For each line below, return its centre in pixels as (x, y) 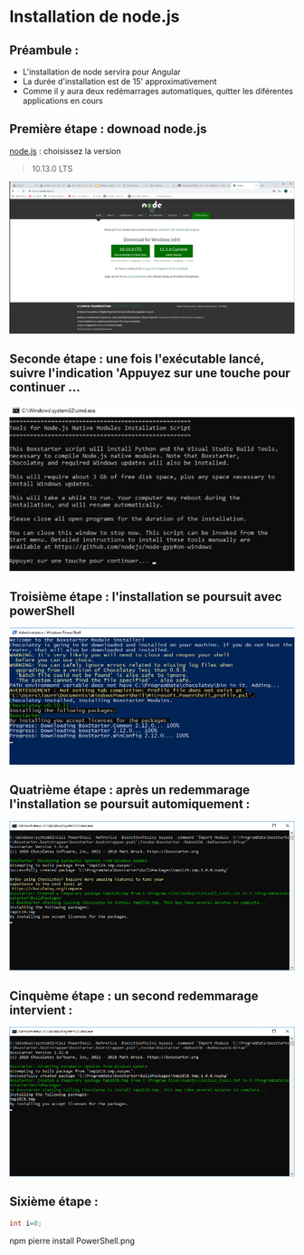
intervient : (41, 1010)
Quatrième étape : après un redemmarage (130, 790)
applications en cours (63, 101)
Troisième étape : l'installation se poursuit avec (146, 597)
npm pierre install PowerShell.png (72, 1241)
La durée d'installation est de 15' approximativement (119, 82)
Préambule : (44, 50)
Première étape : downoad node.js (108, 129)
